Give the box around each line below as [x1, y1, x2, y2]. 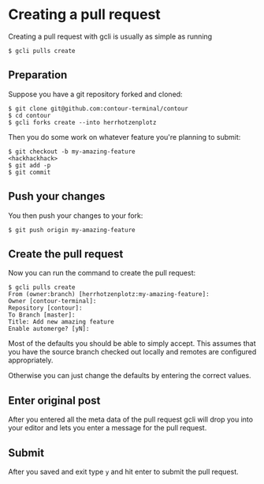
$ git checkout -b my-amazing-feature [8, 148, 136, 156]
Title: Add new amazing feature [8, 318, 114, 326]
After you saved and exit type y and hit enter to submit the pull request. [8, 467, 239, 476]
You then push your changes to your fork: [8, 211, 143, 220]
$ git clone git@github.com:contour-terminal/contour [8, 104, 189, 112]
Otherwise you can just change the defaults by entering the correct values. [8, 371, 251, 381]
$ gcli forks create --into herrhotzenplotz [8, 118, 157, 126]
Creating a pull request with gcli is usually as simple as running [8, 32, 213, 41]
